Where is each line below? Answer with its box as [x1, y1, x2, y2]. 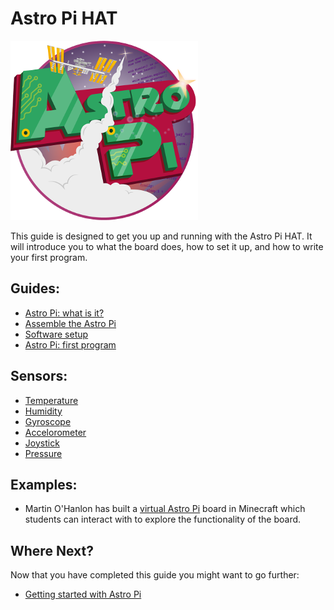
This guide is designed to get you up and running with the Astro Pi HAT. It [10, 230, 313, 242]
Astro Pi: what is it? [24, 307, 105, 319]
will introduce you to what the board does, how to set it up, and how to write [10, 240, 324, 252]
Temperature [24, 394, 79, 406]
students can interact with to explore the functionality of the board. [24, 513, 302, 526]
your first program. [10, 251, 88, 263]
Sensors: [10, 368, 68, 385]
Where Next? [10, 542, 94, 559]
